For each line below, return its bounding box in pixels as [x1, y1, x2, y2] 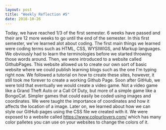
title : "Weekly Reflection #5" [5, 12, 70, 17]
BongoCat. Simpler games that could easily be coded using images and [5, 93, 151, 99]
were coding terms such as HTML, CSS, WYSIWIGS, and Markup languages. [5, 45, 162, 52]
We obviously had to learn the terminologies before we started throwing [5, 51, 152, 57]
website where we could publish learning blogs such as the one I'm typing [5, 67, 157, 73]
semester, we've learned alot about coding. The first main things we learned [5, 41, 161, 46]
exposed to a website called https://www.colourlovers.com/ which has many [5, 114, 162, 120]
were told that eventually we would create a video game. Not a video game [5, 83, 158, 88]
